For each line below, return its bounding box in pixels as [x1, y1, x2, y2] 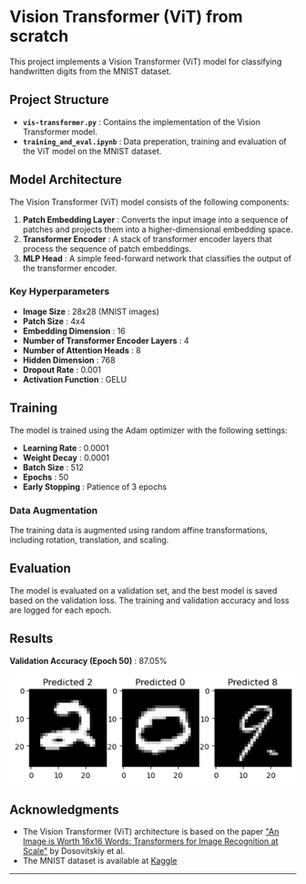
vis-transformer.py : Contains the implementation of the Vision [22, 116, 261, 127]
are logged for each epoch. [9, 605, 112, 616]
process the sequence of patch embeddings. [22, 243, 192, 254]
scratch [9, 26, 69, 47]
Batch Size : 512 [22, 461, 84, 472]
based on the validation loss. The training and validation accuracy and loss [9, 595, 290, 605]
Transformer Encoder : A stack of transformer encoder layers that [22, 233, 272, 244]
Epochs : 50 [22, 471, 69, 482]
